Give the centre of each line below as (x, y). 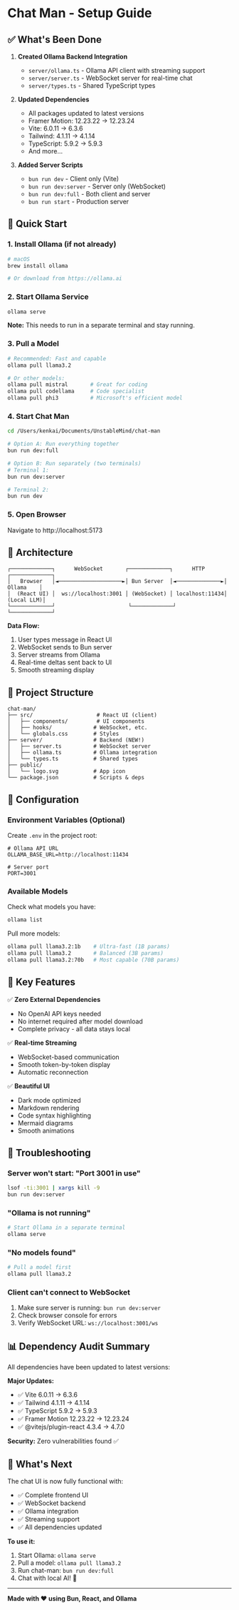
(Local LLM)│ (27, 600)
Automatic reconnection (53, 1072)
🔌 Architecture (40, 553)
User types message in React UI (65, 639)
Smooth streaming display (56, 670)
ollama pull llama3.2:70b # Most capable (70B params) (94, 960)
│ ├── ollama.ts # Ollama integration (83, 753)
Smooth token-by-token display (64, 1064)
